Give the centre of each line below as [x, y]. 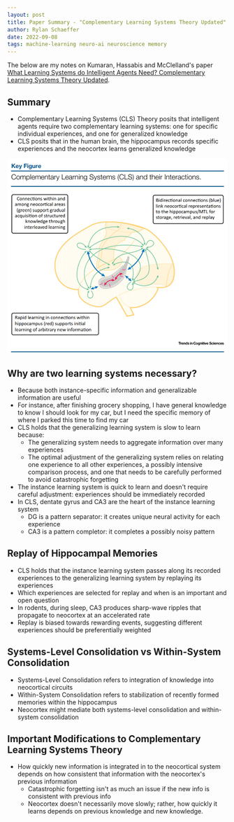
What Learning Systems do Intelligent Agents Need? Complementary [106, 73]
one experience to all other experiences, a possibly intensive [115, 464]
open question [38, 600]
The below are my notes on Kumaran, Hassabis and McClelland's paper [110, 65]
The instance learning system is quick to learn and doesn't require [112, 487]
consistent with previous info [70, 796]
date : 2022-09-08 [32, 37]
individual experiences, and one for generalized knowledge [103, 134]
